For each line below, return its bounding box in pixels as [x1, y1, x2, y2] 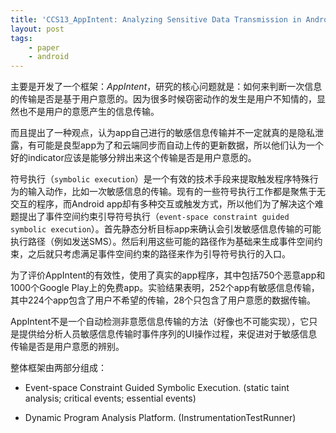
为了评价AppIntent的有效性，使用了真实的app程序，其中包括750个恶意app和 [10, 269, 326, 281]
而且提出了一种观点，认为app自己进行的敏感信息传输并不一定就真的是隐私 [10, 127, 316, 139]
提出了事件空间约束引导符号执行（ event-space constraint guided [18, 211, 290, 223]
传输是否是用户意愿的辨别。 [10, 341, 125, 353]
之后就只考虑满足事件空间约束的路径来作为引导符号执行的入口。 [27, 248, 291, 260]
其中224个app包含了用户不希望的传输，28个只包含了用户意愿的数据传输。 [10, 294, 317, 306]
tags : [10, 33, 33, 43]
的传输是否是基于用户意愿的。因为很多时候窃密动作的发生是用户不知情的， [10, 93, 317, 105]
